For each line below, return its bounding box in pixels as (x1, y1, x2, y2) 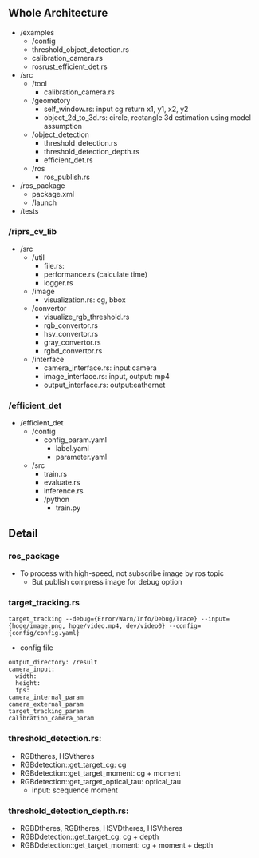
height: (15, 680, 41, 688)
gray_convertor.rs (43, 337, 101, 347)
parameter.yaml (55, 452, 108, 462)
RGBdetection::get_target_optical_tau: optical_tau (19, 776, 182, 786)
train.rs (43, 469, 68, 479)
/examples (19, 27, 54, 37)
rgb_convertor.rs (43, 321, 98, 330)
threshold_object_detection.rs (31, 44, 130, 54)
